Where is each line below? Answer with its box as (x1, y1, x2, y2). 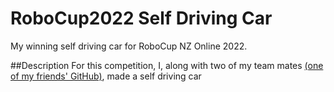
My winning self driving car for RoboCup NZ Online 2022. (10, 40, 248, 52)
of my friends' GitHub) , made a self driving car (10, 70, 202, 82)
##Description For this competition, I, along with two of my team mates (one (10, 59, 324, 71)
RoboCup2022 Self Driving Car (10, 7, 273, 30)
